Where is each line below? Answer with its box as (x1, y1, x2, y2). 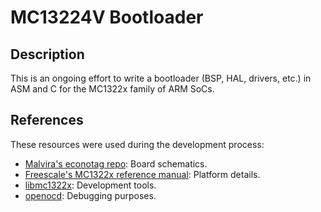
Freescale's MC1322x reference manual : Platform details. (24, 168, 261, 180)
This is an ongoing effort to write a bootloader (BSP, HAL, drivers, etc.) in (10, 72, 312, 84)
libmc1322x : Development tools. (24, 179, 157, 191)
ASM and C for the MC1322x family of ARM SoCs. (10, 83, 215, 95)
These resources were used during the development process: (10, 138, 265, 150)
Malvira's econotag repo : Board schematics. (24, 157, 208, 170)
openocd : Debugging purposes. (24, 189, 157, 201)
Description (10, 46, 85, 63)
